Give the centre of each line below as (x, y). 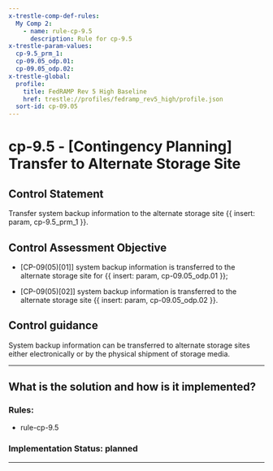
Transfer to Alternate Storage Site (125, 164)
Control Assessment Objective (88, 247)
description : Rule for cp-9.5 (81, 39)
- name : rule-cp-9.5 (58, 31)
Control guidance (54, 326)
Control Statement (56, 194)
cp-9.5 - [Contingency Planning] (121, 147)
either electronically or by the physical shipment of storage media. (119, 353)
